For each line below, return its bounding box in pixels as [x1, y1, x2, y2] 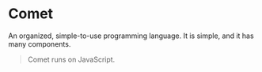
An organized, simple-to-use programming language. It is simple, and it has [8, 31, 255, 40]
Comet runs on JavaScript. [27, 55, 116, 64]
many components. [8, 39, 71, 48]
